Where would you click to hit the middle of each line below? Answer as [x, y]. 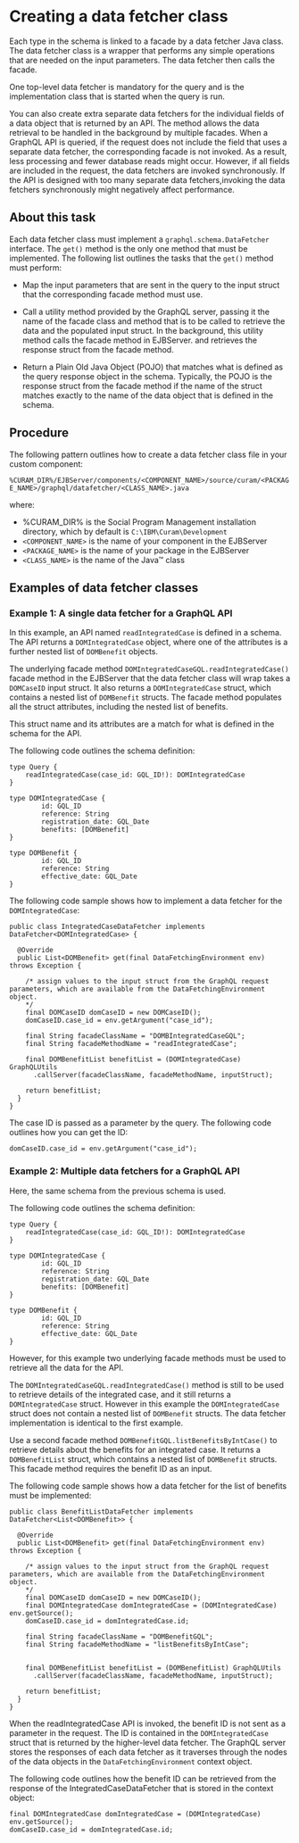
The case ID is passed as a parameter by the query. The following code [141, 1123]
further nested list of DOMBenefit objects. [84, 652]
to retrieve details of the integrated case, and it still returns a [120, 1394]
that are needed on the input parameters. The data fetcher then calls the [142, 60]
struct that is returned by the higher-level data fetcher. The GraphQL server [148, 1742]
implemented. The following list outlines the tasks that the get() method [141, 258]
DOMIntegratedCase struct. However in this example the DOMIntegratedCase [144, 1404]
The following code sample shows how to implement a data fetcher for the [146, 901]
